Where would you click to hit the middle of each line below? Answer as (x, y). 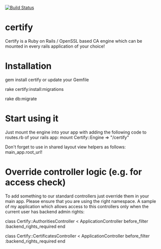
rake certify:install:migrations (34, 89)
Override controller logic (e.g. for (73, 172)
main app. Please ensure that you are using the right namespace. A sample (81, 201)
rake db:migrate (21, 99)
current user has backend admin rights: (45, 212)
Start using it (32, 119)
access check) (35, 182)
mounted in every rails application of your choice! (55, 46)
